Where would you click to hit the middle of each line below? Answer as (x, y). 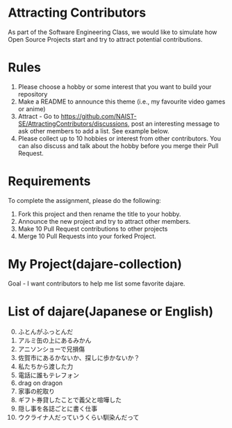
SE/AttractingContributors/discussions (73, 124)
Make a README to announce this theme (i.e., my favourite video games (122, 101)
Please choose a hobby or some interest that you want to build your (115, 87)
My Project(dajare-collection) (95, 264)
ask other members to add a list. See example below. (93, 131)
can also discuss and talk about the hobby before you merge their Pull (118, 146)
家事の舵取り (36, 391)
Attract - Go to (39, 116)
